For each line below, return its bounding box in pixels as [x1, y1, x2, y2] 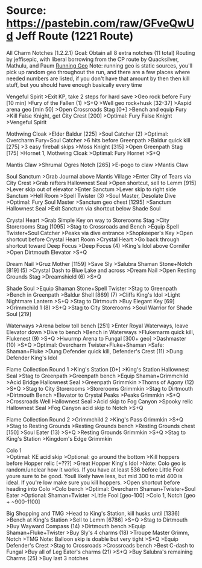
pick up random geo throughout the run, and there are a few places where [6, 68, 191, 75]
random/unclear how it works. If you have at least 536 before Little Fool [6, 465, 184, 473]
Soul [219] [6, 310, 32, 317]
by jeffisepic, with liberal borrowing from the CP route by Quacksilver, [6, 55, 179, 63]
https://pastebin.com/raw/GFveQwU [6, 16, 195, 30]
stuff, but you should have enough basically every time [6, 81, 142, 88]
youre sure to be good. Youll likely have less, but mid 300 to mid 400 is [6, 472, 183, 479]
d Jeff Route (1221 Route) [6, 30, 134, 43]
